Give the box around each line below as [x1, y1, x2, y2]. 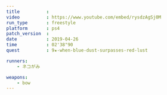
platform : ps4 [6, 25, 60, 31]
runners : [6, 58, 28, 64]
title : [6, 8, 50, 15]
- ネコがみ [17, 64, 41, 69]
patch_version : [6, 31, 50, 37]
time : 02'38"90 [6, 42, 73, 48]
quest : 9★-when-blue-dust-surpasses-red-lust [6, 47, 148, 53]
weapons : [6, 74, 28, 80]
